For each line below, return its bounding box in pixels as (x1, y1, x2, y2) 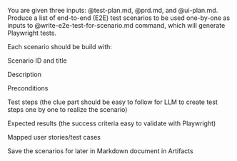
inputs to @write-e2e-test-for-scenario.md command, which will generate (7, 21, 226, 29)
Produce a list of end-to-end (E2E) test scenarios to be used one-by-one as (7, 14, 231, 22)
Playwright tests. (7, 28, 57, 37)
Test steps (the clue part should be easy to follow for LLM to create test (7, 98, 218, 106)
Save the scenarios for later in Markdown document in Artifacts (7, 147, 194, 155)
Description (7, 71, 41, 78)
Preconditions (7, 84, 49, 92)
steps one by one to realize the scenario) (7, 105, 128, 113)
